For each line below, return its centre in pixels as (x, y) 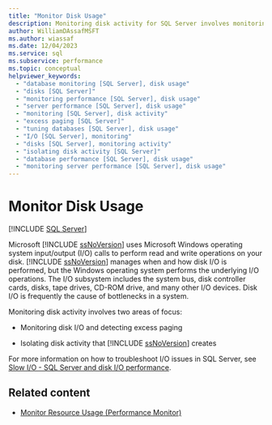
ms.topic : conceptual (45, 69)
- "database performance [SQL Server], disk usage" (105, 159)
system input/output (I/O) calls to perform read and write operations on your (136, 253)
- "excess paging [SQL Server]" (70, 121)
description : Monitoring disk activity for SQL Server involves (119, 23)
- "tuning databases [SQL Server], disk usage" (98, 129)
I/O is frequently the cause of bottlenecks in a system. (98, 296)
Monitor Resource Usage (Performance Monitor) (101, 412)
